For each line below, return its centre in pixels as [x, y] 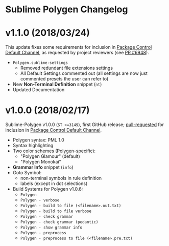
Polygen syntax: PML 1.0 [39, 140]
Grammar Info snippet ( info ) [43, 167]
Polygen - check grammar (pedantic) [59, 222]
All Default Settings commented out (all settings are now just [84, 73]
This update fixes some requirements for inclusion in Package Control [79, 47]
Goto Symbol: [27, 173]
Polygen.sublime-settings [40, 63]
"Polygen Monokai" [41, 162]
